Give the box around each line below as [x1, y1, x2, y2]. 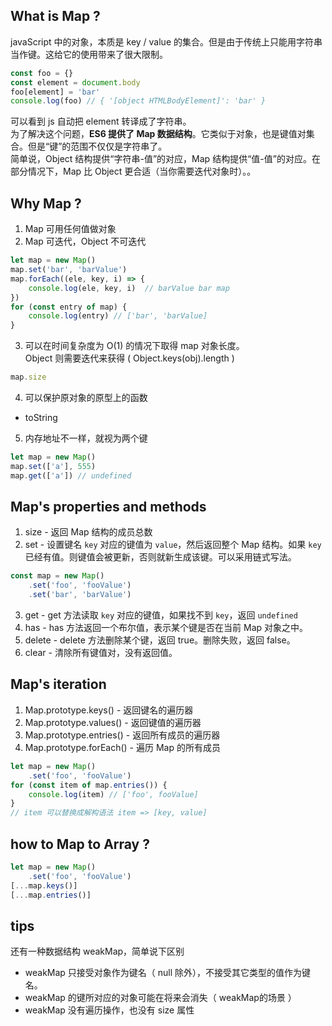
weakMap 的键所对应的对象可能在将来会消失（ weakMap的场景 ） [24, 992, 297, 1004]
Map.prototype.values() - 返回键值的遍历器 [24, 716, 202, 728]
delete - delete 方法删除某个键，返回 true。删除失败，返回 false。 [24, 634, 296, 646]
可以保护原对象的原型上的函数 [24, 392, 148, 403]
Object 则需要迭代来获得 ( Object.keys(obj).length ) [24, 352, 235, 364]
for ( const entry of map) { [10, 302, 128, 312]
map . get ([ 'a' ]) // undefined [10, 470, 132, 481]
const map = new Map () [10, 571, 105, 581]
